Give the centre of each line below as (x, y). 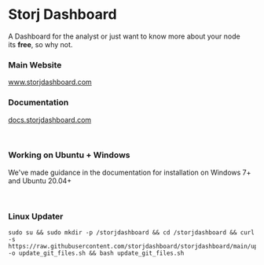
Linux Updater (36, 216)
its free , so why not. (40, 44)
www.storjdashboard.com (50, 82)
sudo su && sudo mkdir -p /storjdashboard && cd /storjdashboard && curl (132, 233)
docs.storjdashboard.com (50, 120)
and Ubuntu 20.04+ (40, 180)
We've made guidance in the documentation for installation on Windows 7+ (130, 172)
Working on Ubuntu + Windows (69, 155)
